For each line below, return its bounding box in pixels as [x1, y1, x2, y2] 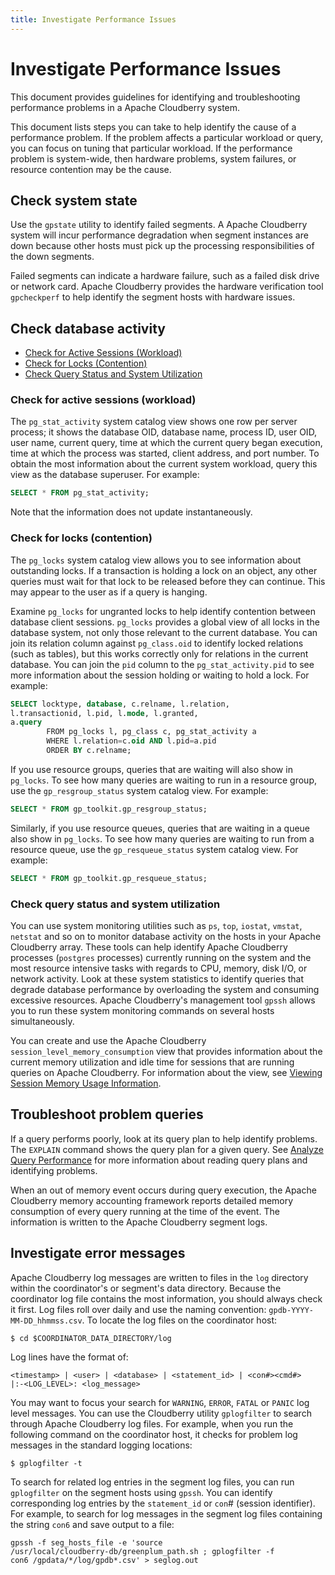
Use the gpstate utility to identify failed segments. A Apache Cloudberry [10, 219, 308, 231]
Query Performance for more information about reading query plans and [10, 1154, 308, 1166]
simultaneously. [10, 1015, 75, 1027]
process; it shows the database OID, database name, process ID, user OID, [10, 426, 318, 438]
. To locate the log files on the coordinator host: [81, 1314, 278, 1326]
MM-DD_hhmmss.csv [10, 1316, 83, 1326]
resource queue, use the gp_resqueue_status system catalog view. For [10, 843, 299, 855]
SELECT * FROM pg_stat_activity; [10, 488, 150, 498]
